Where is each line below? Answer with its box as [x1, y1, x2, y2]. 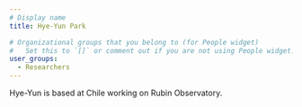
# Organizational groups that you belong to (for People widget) [9, 38, 259, 47]
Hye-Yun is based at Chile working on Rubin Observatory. [9, 87, 223, 98]
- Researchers [17, 63, 70, 72]
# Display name [9, 13, 67, 22]
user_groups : [9, 55, 58, 64]
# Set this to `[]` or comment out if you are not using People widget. [9, 46, 296, 55]
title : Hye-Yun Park [9, 22, 87, 31]
